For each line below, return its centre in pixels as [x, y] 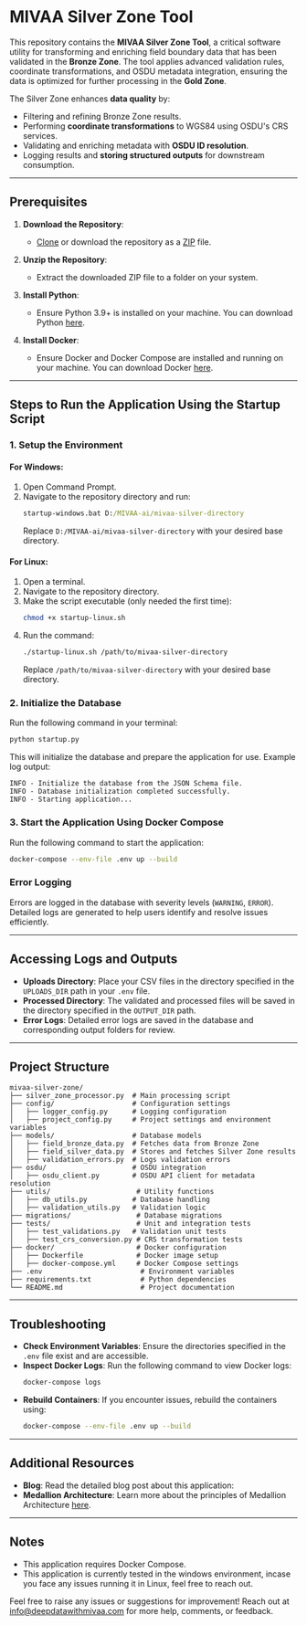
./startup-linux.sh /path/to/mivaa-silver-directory [125, 652]
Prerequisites [48, 202]
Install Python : [51, 295]
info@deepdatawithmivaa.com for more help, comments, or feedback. [142, 1610]
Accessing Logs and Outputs [94, 960]
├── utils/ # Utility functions [112, 1192]
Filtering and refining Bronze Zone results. [102, 116]
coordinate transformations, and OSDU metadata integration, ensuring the [148, 71]
